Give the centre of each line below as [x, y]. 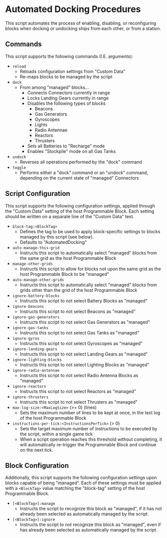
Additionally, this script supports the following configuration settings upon [81, 478]
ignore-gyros [26, 338]
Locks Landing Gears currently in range [68, 98]
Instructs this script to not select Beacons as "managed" [78, 311]
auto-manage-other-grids [38, 280]
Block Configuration [37, 466]
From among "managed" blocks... [54, 87]
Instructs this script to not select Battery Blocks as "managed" [84, 301]
